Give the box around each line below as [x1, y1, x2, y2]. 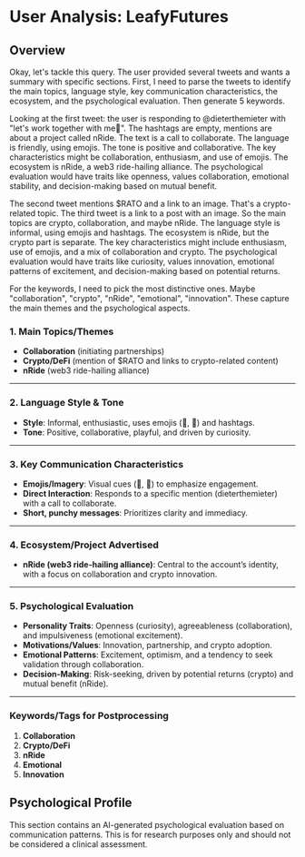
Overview [9, 43, 66, 58]
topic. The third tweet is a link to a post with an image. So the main [37, 208, 287, 219]
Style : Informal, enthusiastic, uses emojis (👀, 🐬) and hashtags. [22, 417, 256, 428]
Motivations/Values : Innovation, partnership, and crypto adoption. [22, 640, 272, 651]
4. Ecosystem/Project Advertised [9, 538, 159, 551]
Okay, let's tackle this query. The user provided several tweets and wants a [9, 66, 290, 77]
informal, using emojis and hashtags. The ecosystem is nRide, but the [9, 227, 270, 238]
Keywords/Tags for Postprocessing [9, 710, 170, 723]
